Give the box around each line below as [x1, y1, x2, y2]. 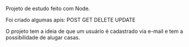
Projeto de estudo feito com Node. [5, 5, 91, 12]
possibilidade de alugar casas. [5, 34, 80, 41]
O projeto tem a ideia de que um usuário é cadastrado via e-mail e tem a [5, 28, 183, 35]
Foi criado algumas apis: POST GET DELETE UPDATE [5, 16, 136, 23]
